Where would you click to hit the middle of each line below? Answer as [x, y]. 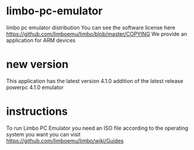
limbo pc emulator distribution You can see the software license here [91, 27]
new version [37, 65]
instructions [37, 111]
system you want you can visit [43, 134]
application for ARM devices [41, 40]
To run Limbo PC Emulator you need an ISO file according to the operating [97, 128]
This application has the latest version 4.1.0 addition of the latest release [95, 81]
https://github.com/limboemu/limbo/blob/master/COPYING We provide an [97, 33]
